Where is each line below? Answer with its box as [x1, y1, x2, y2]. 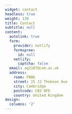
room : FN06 [13, 75, 36, 80]
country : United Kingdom [13, 93, 63, 98]
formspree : [13, 48, 36, 52]
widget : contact [5, 7, 37, 12]
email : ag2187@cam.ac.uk [9, 66, 59, 71]
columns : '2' [9, 102, 36, 107]
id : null [17, 52, 36, 57]
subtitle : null [5, 25, 36, 30]
